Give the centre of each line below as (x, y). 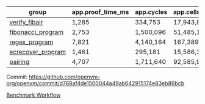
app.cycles (151, 12)
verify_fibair (26, 22)
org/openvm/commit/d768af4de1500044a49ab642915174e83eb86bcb (95, 83)
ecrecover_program (38, 52)
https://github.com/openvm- (65, 77)
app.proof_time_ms (100, 12)
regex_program (31, 42)
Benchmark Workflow (34, 95)
